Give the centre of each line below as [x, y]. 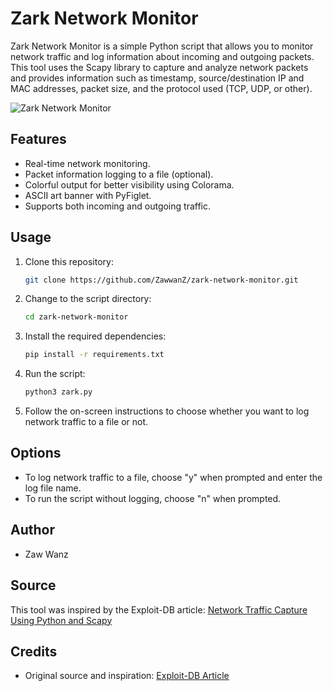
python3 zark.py [58, 392]
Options [36, 453]
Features [38, 139]
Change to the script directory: [88, 299]
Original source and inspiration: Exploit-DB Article [127, 676]
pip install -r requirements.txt [94, 355]
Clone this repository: [69, 261]
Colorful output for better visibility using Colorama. [129, 184]
